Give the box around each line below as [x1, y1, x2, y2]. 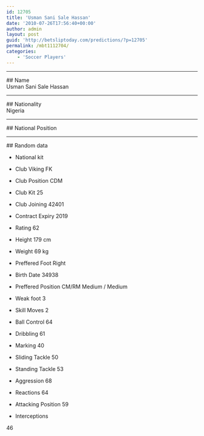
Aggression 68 [15, 377, 52, 384]
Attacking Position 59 [15, 400, 69, 407]
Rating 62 [15, 224, 39, 231]
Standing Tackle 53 [15, 365, 64, 372]
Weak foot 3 [15, 295, 46, 302]
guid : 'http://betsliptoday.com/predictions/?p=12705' [6, 37, 148, 43]
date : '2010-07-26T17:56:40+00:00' [6, 20, 97, 26]
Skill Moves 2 [15, 306, 49, 313]
